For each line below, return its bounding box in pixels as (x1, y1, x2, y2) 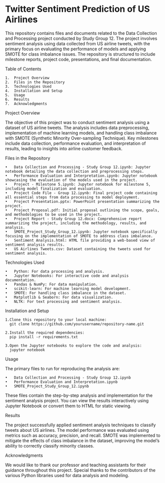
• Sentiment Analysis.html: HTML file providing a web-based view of (5, 238, 155, 243)
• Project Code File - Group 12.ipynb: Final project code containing (5, 191, 158, 195)
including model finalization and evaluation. (5, 186, 102, 191)
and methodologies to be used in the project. (5, 212, 102, 217)
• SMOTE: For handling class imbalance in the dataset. (5, 290, 127, 295)
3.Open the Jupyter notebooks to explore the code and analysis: (5, 343, 142, 348)
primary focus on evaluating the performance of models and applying (5, 46, 146, 52)
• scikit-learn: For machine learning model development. (5, 286, 132, 291)
